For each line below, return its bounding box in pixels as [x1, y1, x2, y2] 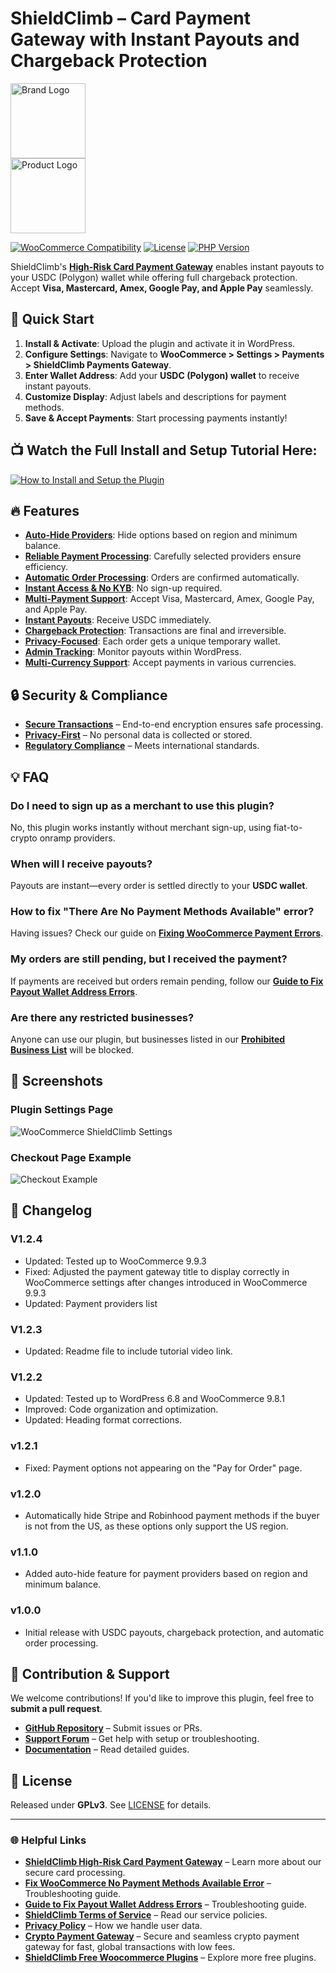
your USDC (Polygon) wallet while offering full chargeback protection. [10, 271, 298, 283]
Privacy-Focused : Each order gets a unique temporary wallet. [24, 635, 281, 647]
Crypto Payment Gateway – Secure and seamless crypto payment [24, 1930, 300, 1942]
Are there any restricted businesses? [10, 1010, 195, 1024]
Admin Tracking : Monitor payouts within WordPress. [24, 646, 242, 658]
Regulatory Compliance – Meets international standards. [24, 740, 260, 752]
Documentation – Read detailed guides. [24, 1743, 190, 1756]
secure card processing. [24, 1867, 126, 1879]
